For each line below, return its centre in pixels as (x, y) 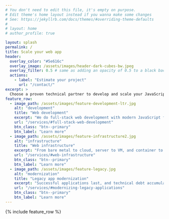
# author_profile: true (30, 33)
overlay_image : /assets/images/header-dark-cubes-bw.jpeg (72, 66)
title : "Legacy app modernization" (52, 179)
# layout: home (21, 29)
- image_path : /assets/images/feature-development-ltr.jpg (73, 103)
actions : (19, 75)
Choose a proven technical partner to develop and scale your (76, 94)
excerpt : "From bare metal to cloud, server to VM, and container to (89, 150)
